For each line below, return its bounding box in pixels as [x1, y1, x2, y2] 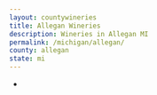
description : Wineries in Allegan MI [9, 29, 149, 38]
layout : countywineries [9, 12, 98, 22]
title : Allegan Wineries [9, 21, 101, 30]
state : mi [9, 54, 46, 63]
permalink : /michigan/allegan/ [9, 37, 125, 47]
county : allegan [9, 46, 69, 55]
